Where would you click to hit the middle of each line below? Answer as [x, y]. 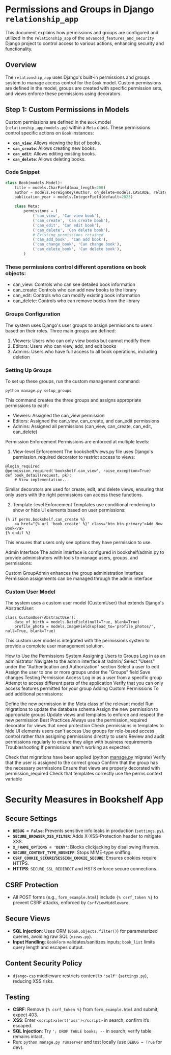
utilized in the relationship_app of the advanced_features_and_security [80, 38]
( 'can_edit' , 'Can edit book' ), [67, 225]
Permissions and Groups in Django [80, 9]
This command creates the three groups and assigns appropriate [73, 400]
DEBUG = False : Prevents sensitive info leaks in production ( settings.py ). [89, 831]
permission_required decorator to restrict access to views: [74, 457]
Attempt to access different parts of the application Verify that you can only [84, 683]
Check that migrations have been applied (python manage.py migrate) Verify [85, 757]
